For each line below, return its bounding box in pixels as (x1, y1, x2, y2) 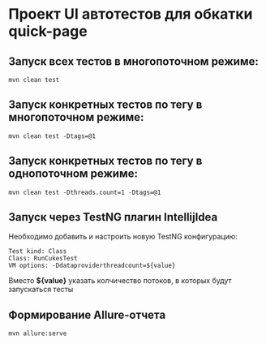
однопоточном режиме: (8, 167, 138, 181)
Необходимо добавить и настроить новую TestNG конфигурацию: (8, 232, 238, 242)
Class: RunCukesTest (8, 255, 79, 263)
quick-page (8, 22, 88, 41)
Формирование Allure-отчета (8, 307, 166, 321)
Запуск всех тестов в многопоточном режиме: (8, 54, 260, 68)
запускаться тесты (8, 285, 74, 295)
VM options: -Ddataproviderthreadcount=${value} (8, 261, 176, 270)
